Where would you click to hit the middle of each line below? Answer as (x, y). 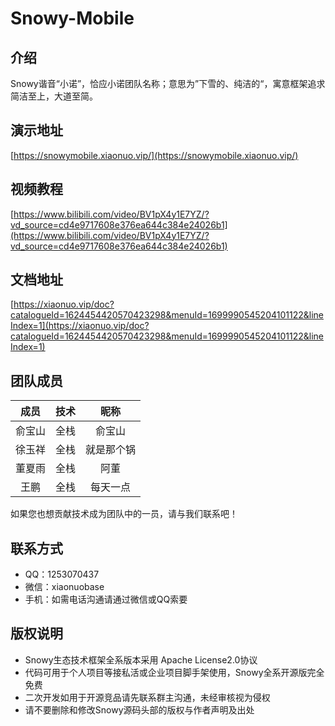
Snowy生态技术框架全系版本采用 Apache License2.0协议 (141, 659)
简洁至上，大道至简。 (54, 96)
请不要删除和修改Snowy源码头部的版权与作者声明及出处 (139, 709)
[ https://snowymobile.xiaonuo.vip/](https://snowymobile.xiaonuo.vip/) (154, 155)
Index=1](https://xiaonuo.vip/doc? (80, 326)
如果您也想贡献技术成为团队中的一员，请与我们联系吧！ (124, 514)
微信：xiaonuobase (64, 587)
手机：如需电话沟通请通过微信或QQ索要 (106, 599)
